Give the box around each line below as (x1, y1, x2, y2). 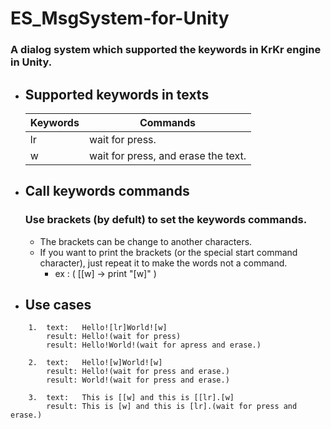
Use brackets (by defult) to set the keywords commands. (24, 213, 308, 227)
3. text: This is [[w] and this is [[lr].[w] (28, 393, 235, 403)
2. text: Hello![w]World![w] (28, 358, 163, 368)
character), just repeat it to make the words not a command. (39, 257, 288, 269)
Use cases (24, 297, 92, 313)
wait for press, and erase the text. (88, 148, 247, 162)
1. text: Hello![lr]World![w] (28, 323, 168, 333)
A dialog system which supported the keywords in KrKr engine (10, 43, 322, 57)
